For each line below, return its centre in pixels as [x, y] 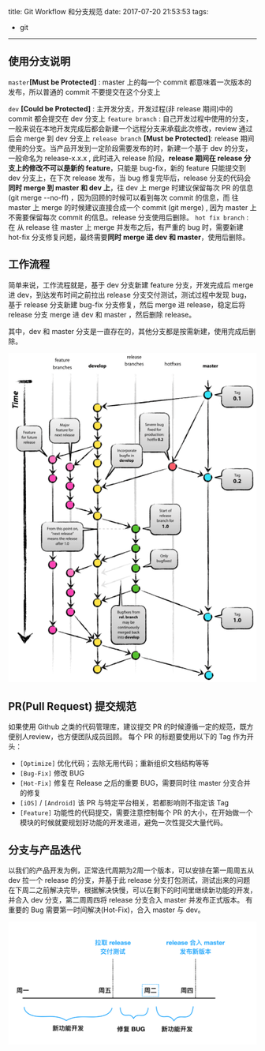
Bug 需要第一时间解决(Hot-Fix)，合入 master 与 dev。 [118, 910]
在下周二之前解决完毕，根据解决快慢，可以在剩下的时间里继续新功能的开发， [132, 890]
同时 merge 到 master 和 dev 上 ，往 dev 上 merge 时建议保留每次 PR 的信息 [131, 187]
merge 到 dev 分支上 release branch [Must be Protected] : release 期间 [139, 138]
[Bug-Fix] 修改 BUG [52, 773]
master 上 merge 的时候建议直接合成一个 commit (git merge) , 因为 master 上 [132, 207]
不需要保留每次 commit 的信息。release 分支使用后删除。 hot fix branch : [129, 217]
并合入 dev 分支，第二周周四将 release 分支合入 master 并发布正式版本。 [126, 900]
